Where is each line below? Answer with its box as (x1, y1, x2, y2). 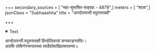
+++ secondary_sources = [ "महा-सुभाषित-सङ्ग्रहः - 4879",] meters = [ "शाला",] (5, 5, 151, 10)
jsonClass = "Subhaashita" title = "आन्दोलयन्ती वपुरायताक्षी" (5, 10, 111, 15)
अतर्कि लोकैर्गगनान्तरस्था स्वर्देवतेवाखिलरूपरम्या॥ (5, 43, 78, 49)
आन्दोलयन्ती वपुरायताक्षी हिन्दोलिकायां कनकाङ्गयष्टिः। (5, 38, 87, 43)
